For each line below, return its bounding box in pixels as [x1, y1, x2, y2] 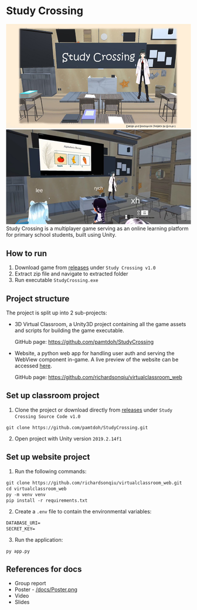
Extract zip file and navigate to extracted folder [14, 270, 128, 277]
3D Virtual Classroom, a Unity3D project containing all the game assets [14, 320, 186, 327]
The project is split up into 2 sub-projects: [6, 309, 107, 316]
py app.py [6, 548, 30, 554]
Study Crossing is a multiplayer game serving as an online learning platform [6, 225, 189, 232]
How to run [6, 248, 47, 258]
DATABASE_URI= [6, 520, 41, 526]
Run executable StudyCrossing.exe [14, 277, 98, 284]
